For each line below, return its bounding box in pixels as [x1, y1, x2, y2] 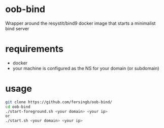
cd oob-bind [5, 104, 30, 109]
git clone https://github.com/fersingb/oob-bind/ [5, 99, 113, 104]
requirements [5, 43, 63, 55]
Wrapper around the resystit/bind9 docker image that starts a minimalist [5, 20, 156, 26]
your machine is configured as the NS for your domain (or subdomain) [12, 65, 159, 71]
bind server [5, 25, 29, 31]
